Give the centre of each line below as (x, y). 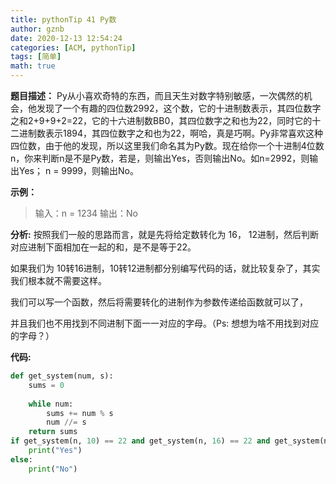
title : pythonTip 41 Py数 (63, 19)
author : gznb (37, 29)
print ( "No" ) (53, 469)
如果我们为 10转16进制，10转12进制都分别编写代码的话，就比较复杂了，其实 (165, 268)
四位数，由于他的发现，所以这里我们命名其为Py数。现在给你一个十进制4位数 (167, 145)
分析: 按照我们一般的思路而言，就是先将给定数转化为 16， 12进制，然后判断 (165, 234)
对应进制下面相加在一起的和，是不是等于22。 (103, 247)
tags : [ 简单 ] (36, 57)
